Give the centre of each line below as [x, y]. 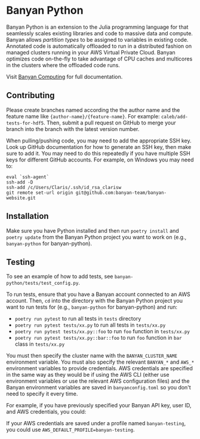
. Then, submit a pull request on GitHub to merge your [110, 123]
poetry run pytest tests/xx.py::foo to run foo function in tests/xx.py [102, 331]
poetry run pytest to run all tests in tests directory [78, 319]
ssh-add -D [20, 182]
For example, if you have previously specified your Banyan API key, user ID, [99, 406]
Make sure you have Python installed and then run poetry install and [93, 230]
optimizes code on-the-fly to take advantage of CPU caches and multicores [99, 59]
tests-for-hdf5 [25, 123]
